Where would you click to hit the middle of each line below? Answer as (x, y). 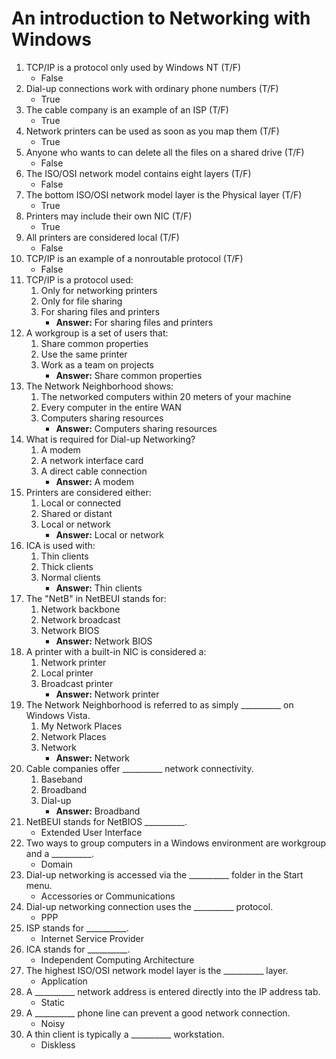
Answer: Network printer (107, 694)
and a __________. (60, 853)
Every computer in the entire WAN (111, 407)
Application (64, 981)
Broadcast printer (77, 683)
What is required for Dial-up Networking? (110, 439)
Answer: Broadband (98, 811)
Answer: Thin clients (99, 588)
